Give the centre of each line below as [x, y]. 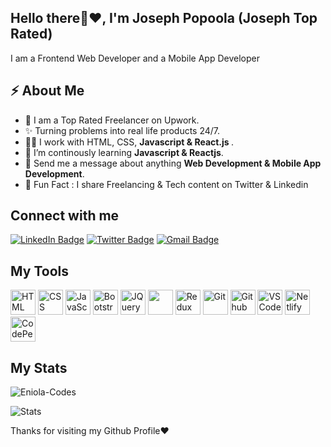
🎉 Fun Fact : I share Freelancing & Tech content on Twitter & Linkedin [166, 184]
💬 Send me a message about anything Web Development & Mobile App [173, 163]
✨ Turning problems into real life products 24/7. [122, 130]
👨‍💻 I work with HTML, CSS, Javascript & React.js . [129, 142]
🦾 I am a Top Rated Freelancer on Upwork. [112, 120]
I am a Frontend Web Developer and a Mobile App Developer [135, 58]
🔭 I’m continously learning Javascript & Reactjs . [124, 152]
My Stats [39, 367]
